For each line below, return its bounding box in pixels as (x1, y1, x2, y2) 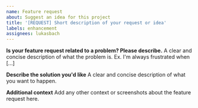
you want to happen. (6, 78, 57, 85)
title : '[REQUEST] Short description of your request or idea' (6, 20, 167, 26)
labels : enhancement (6, 25, 58, 31)
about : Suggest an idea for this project (6, 14, 111, 20)
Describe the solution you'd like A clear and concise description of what (6, 71, 186, 78)
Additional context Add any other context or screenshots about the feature (6, 89, 191, 96)
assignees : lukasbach (6, 31, 60, 37)
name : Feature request (6, 8, 63, 15)
